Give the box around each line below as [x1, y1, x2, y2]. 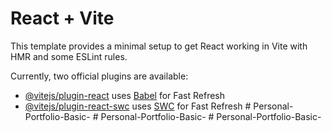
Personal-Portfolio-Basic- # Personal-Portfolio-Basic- [100, 110, 322, 122]
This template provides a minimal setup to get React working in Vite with [10, 40, 308, 52]
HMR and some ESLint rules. [10, 50, 128, 62]
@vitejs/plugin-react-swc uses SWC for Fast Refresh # [24, 100, 252, 112]
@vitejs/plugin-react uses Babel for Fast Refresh [24, 89, 226, 101]
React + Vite [10, 7, 115, 30]
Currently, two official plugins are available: [10, 70, 189, 82]
